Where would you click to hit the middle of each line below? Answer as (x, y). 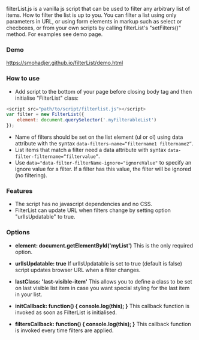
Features (19, 191)
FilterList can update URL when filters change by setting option (93, 210)
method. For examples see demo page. (55, 34)
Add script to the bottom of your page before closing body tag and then (103, 91)
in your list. (28, 294)
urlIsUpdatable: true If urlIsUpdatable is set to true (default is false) (99, 263)
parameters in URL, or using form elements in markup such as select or (94, 21)
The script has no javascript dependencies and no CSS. (84, 204)
